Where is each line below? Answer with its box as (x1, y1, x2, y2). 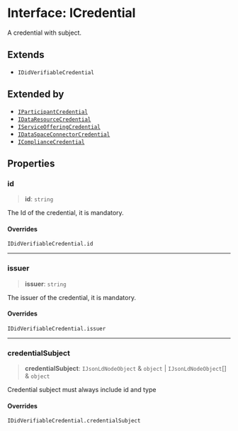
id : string (24, 195, 54, 203)
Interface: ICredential (7, 5, 136, 21)
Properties (7, 157, 55, 169)
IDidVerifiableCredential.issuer (7, 325, 106, 332)
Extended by (7, 88, 64, 100)
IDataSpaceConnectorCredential (17, 131, 110, 138)
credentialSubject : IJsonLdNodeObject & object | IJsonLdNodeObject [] (24, 364, 227, 373)
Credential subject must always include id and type (7, 386, 157, 394)
